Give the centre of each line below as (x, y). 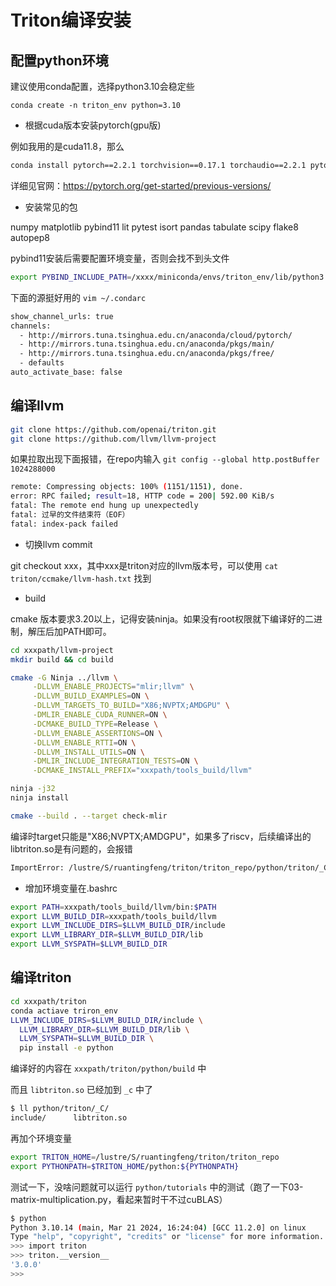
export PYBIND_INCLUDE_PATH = (71, 277)
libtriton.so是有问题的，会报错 (71, 848)
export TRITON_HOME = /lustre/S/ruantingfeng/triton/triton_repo (145, 1157)
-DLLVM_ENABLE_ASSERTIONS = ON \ (97, 733)
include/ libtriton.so (69, 1118)
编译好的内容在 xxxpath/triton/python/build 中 (108, 1068)
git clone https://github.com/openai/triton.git (113, 429)
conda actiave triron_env (64, 1011)
